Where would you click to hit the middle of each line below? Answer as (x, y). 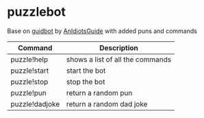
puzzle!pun (28, 93)
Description (119, 47)
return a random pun (99, 93)
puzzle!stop (29, 82)
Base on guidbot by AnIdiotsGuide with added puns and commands (102, 31)
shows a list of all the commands (119, 59)
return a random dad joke (107, 104)
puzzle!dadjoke (35, 104)
